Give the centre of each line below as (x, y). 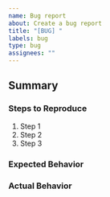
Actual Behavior (40, 186)
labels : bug (28, 38)
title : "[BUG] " (35, 31)
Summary (33, 86)
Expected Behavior (46, 164)
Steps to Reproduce (48, 109)
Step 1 (30, 126)
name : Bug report (37, 16)
